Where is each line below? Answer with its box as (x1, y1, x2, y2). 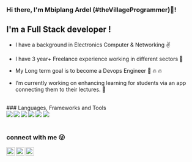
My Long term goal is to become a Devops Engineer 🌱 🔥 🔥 (15, 67, 162, 74)
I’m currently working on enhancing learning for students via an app (15, 79, 186, 86)
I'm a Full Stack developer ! (6, 24, 111, 35)
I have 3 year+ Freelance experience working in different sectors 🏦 (15, 55, 183, 62)
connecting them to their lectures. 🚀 (15, 86, 106, 93)
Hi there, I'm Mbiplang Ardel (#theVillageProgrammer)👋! (6, 6, 177, 14)
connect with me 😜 (6, 133, 65, 141)
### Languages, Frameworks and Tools (6, 104, 106, 111)
